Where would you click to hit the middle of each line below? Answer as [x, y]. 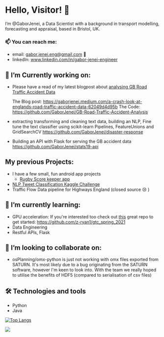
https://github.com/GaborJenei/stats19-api [55, 147]
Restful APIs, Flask [31, 232]
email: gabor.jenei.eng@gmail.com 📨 [49, 54]
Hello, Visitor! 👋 [37, 10]
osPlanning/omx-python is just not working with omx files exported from [85, 259]
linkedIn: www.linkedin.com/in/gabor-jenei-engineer [65, 60]
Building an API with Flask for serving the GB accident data [72, 141]
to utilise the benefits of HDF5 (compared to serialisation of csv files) [82, 275]
